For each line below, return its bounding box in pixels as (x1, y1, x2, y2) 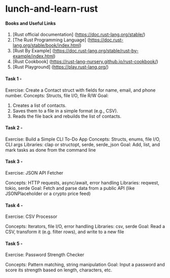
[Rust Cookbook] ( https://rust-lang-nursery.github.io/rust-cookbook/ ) (12, 59, 158, 65)
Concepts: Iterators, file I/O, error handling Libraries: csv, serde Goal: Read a (5, 224, 165, 230)
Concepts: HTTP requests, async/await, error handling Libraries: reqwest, (5, 180, 160, 186)
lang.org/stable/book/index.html (12, 42, 80, 48)
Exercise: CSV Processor (5, 213, 57, 219)
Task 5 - (5, 240, 23, 246)
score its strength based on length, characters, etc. (5, 267, 113, 273)
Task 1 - (5, 75, 22, 81)
